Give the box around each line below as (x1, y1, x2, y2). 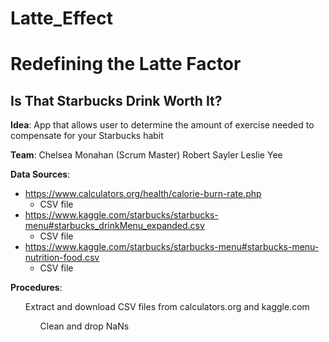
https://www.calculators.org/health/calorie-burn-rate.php (24, 188, 262, 200)
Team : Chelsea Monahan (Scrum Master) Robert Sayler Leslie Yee (10, 149, 283, 161)
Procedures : (10, 282, 63, 294)
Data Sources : (10, 168, 71, 181)
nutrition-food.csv (24, 252, 100, 264)
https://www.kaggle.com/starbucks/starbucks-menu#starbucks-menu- (24, 241, 320, 253)
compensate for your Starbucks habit (10, 130, 164, 142)
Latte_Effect (10, 7, 113, 30)
